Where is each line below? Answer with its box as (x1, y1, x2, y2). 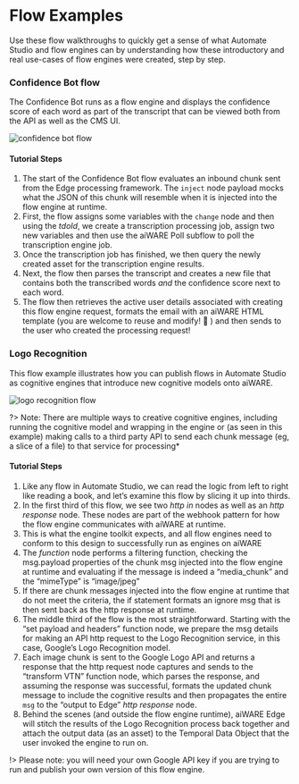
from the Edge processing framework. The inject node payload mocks (21, 182, 284, 193)
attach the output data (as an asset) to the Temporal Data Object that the (21, 728, 290, 738)
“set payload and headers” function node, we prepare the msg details (21, 623, 278, 634)
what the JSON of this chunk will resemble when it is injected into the (21, 192, 278, 203)
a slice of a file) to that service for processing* (9, 440, 180, 451)
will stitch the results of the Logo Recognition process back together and (21, 718, 290, 729)
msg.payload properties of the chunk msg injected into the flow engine (21, 556, 284, 568)
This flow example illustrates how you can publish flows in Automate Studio (9, 367, 287, 378)
